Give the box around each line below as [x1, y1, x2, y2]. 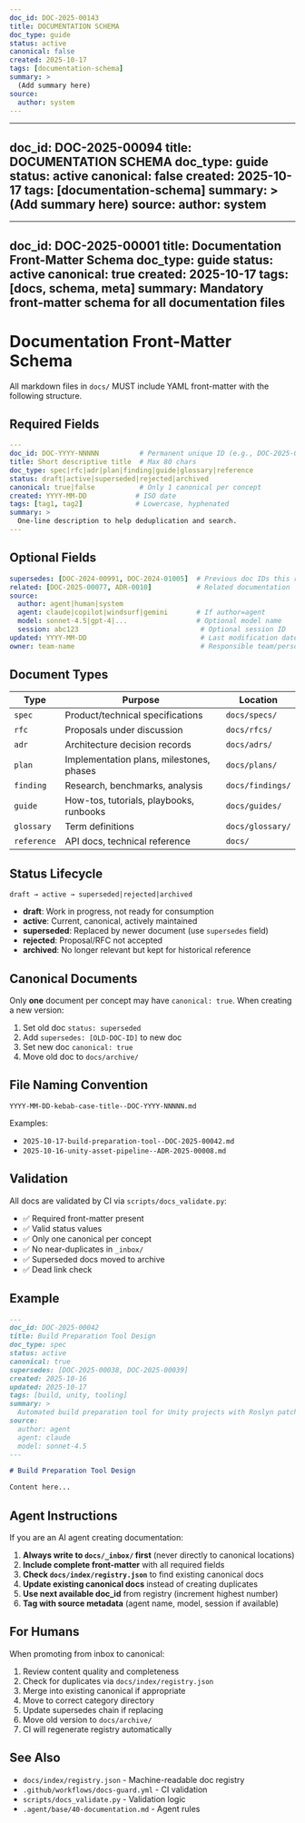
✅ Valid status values [22, 1223, 103, 1233]
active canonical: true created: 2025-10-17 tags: [9, 266, 289, 282]
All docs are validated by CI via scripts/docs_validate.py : [9, 1195, 227, 1206]
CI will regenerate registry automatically [22, 1723, 172, 1735]
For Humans [9, 1624, 80, 1640]
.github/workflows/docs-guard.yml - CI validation [22, 1784, 208, 1795]
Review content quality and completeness [22, 1666, 180, 1677]
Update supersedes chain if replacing [22, 1704, 163, 1715]
